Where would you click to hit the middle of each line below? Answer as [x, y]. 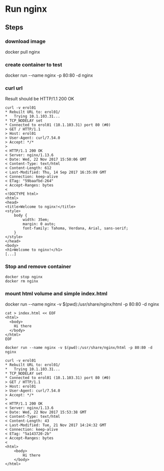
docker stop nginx [24, 277]
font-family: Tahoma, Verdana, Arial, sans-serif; [76, 228]
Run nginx [26, 9]
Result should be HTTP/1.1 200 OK [40, 99]
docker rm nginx [22, 281]
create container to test [34, 64]
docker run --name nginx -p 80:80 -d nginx [49, 75]
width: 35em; [36, 220]
